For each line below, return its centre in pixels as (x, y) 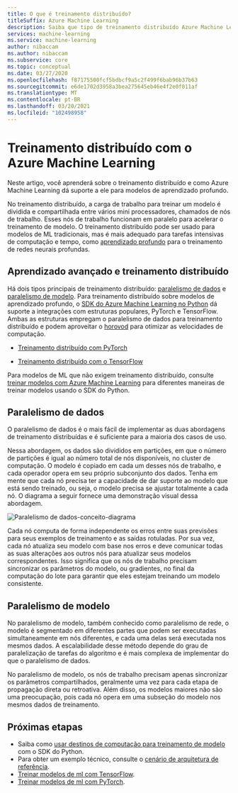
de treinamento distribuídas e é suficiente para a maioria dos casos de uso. (117, 437)
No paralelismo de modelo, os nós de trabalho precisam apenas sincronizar (118, 675)
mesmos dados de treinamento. (54, 705)
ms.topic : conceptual (39, 67)
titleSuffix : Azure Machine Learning (63, 21)
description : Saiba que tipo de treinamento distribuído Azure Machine (115, 27)
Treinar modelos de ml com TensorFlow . (76, 774)
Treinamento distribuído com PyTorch (72, 348)
